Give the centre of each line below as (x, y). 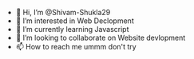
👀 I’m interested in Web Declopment (75, 21)
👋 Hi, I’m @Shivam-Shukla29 (63, 12)
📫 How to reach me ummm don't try (76, 47)
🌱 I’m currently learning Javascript (72, 29)
